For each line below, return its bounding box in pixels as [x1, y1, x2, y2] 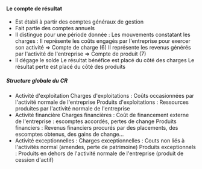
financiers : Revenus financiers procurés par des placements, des [14, 124, 178, 132]
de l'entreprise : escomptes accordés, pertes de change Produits [14, 118, 177, 125]
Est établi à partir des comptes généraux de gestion [14, 18, 144, 25]
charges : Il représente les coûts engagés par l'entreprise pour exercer [14, 37, 191, 45]
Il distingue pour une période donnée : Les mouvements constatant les [14, 31, 191, 39]
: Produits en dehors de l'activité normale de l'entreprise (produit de [14, 150, 184, 157]
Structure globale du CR [6, 77, 68, 84]
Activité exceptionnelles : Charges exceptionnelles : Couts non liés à [14, 137, 185, 144]
